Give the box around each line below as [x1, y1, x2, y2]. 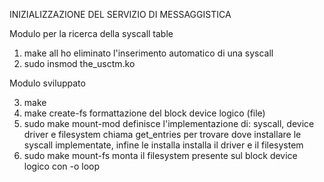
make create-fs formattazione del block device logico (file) [23, 107, 266, 119]
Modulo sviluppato [9, 77, 86, 89]
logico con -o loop [23, 160, 101, 172]
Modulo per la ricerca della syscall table [9, 28, 174, 39]
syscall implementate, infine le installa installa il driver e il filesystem [23, 139, 304, 151]
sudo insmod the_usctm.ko [23, 58, 136, 69]
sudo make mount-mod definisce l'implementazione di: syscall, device [23, 118, 315, 129]
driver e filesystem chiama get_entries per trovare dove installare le [23, 129, 302, 140]
